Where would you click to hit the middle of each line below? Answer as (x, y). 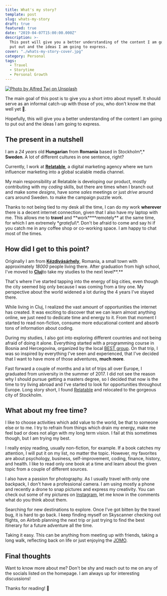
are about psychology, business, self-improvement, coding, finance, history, (83, 459)
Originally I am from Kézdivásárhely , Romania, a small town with (71, 261)
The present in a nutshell (44, 140)
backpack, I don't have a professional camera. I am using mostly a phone (80, 484)
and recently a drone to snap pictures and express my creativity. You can (80, 489)
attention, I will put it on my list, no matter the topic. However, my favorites (81, 453)
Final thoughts (28, 556)
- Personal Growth (29, 75)
